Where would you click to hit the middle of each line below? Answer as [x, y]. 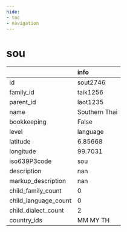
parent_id [23, 102]
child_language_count [40, 201]
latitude [20, 142]
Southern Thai [97, 112]
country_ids [26, 220]
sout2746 [91, 82]
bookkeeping [28, 122]
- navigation [23, 23]
